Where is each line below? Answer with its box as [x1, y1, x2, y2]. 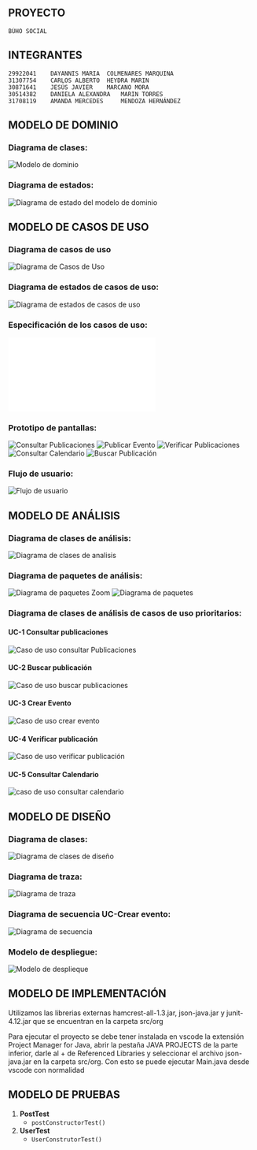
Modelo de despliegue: [8, 946, 98, 957]
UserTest [19, 1126, 50, 1135]
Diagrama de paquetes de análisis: [8, 571, 143, 582]
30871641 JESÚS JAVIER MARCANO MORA [8, 83, 149, 91]
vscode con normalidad [8, 1065, 85, 1074]
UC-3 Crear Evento [8, 698, 72, 708]
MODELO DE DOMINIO [8, 118, 119, 132]
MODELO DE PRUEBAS [8, 1088, 120, 1102]
